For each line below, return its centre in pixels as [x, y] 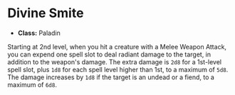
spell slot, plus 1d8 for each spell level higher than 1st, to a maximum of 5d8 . [118, 69]
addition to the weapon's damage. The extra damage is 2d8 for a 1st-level [115, 61]
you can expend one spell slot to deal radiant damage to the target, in [109, 54]
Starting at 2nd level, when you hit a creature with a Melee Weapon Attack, [117, 46]
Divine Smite [46, 13]
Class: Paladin [39, 33]
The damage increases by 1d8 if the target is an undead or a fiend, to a [111, 77]
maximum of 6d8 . [32, 84]
